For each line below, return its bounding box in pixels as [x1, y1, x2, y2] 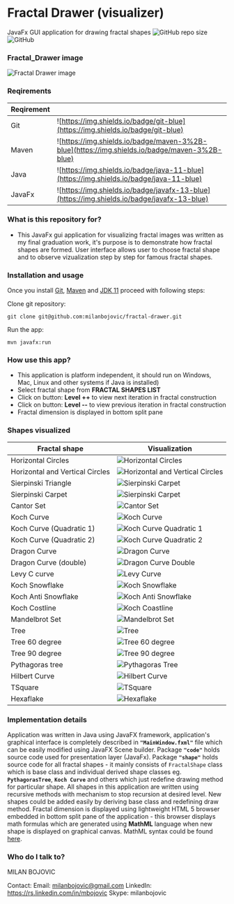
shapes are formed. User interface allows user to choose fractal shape [17, 245, 221, 254]
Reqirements [7, 86, 52, 96]
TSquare [10, 683, 39, 692]
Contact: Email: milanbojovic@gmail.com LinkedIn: [7, 882, 152, 890]
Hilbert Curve [10, 671, 54, 680]
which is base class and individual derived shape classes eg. [7, 768, 182, 776]
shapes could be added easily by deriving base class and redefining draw [7, 798, 219, 806]
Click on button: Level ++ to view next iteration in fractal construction [17, 393, 217, 402]
